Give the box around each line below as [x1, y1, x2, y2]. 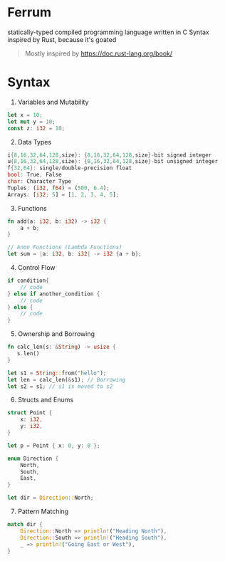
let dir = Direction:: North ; [7, 494, 94, 502]
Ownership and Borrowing [17, 330, 95, 338]
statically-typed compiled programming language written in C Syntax [7, 28, 210, 36]
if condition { [7, 277, 50, 284]
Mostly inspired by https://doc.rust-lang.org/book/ [24, 49, 173, 58]
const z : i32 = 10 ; [7, 125, 66, 132]
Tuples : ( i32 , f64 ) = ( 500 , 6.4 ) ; [7, 184, 110, 192]
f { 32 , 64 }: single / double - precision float [7, 164, 132, 172]
